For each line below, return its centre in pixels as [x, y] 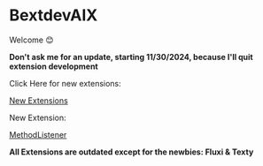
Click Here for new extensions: [65, 83]
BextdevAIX [54, 15]
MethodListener [38, 134]
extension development [54, 66]
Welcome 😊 [31, 40]
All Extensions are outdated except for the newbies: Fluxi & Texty [131, 152]
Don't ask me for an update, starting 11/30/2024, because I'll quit [131, 57]
